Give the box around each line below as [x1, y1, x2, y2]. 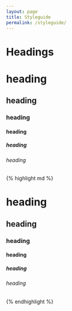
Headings [6, 45, 54, 59]
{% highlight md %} [6, 175, 54, 182]
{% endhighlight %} [6, 298, 54, 305]
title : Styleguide [6, 14, 51, 20]
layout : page [6, 8, 38, 15]
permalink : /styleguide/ [6, 20, 67, 25]
